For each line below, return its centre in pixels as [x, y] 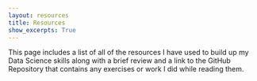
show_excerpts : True [42, 30]
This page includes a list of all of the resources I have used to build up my [128, 53]
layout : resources [38, 15]
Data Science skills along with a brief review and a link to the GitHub [120, 61]
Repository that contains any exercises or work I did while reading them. [126, 69]
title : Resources [37, 23]
